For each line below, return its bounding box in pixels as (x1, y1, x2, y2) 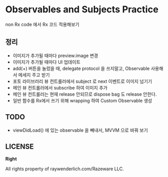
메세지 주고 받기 (18, 72, 50, 78)
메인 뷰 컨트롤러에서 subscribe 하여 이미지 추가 (12, 84, 108, 91)
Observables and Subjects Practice (5, 4, 159, 15)
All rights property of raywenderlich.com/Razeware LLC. (5, 166, 124, 172)
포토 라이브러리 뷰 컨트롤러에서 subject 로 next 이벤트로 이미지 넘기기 (12, 78, 153, 84)
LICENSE (5, 142, 34, 151)
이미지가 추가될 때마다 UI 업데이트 (12, 59, 81, 65)
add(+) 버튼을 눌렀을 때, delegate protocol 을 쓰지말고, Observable (12, 65, 150, 72)
